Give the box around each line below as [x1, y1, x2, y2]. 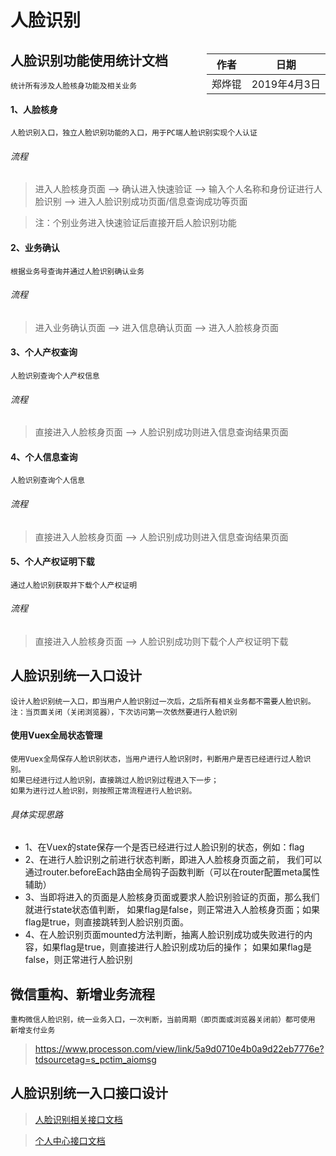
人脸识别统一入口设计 [10, 667, 142, 685]
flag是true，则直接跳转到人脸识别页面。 [24, 916, 190, 928]
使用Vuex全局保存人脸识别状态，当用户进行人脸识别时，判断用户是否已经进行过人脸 [10, 754, 304, 765]
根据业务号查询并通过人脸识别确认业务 [10, 266, 145, 276]
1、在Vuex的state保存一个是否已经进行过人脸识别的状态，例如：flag [24, 841, 305, 853]
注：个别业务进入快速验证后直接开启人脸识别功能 [34, 217, 237, 229]
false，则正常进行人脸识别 [24, 954, 133, 966]
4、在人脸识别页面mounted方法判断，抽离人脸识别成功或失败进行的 [24, 929, 305, 941]
